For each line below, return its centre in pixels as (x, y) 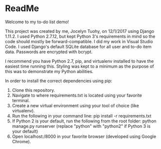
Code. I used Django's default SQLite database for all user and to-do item (78, 46)
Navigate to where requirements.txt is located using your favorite (77, 95)
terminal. (21, 100)
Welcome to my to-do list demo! (37, 22)
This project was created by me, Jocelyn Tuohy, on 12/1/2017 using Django (80, 31)
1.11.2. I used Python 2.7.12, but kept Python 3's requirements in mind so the (80, 36)
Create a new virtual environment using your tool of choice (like (75, 105)
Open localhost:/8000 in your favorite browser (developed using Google (84, 136)
